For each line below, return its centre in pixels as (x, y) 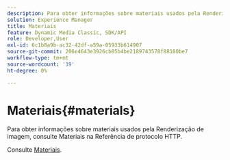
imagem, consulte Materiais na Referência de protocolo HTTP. (95, 137)
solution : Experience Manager (50, 20)
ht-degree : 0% (27, 70)
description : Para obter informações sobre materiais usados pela (104, 13)
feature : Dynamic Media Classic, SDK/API (67, 32)
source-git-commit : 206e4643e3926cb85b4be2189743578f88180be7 (98, 52)
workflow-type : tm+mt (38, 58)
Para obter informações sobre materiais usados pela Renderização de (105, 129)
